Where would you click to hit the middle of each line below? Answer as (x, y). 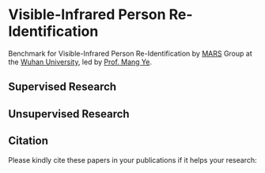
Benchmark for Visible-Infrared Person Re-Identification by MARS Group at (130, 53)
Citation (28, 141)
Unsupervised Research (69, 114)
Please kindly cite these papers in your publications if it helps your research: (132, 160)
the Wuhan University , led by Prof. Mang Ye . (80, 62)
